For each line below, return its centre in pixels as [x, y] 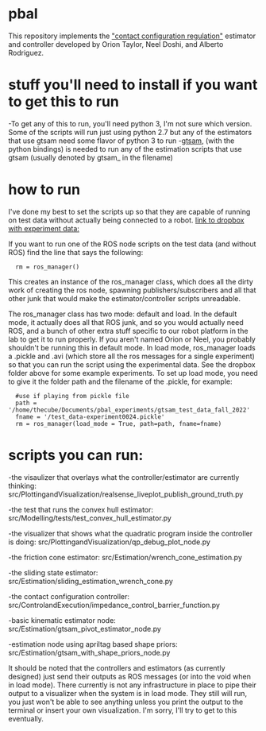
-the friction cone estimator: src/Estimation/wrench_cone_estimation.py [125, 557]
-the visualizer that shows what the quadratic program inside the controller [130, 533]
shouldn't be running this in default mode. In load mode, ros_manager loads [132, 347]
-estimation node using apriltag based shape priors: [93, 644]
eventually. [26, 718]
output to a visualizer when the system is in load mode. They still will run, [128, 693]
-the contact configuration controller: [69, 596]
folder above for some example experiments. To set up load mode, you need [133, 373]
